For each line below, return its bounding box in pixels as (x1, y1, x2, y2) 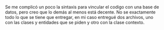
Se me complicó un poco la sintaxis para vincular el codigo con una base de (5, 4, 160, 10)
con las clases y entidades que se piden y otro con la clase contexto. (5, 19, 145, 25)
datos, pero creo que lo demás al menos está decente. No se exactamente (5, 9, 156, 15)
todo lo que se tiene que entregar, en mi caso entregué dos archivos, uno (5, 15, 154, 20)
